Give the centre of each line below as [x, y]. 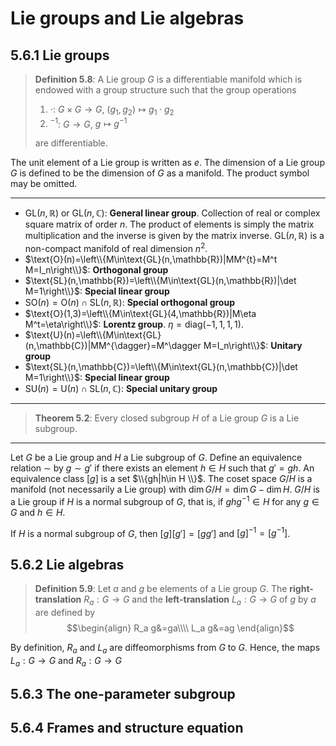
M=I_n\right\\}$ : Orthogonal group [96, 270]
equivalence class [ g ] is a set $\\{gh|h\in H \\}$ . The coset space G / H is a [161, 479]
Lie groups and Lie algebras [127, 18]
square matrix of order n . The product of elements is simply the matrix [169, 224]
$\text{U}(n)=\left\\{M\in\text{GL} [93, 335]
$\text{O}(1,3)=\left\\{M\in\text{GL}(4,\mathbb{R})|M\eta [140, 314]
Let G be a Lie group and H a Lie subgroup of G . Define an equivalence [156, 458]
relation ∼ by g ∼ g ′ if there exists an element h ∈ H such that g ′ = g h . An [162, 468]
